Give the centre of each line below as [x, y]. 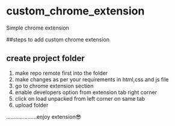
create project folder [46, 58]
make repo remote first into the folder [61, 73]
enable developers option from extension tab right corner [86, 92]
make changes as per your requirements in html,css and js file [92, 79]
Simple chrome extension [38, 28]
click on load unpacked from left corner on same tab [80, 98]
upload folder [32, 105]
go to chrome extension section [54, 86]
